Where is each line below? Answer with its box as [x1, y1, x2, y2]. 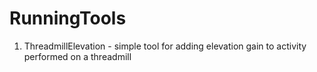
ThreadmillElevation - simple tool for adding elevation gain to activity [23, 40, 307, 52]
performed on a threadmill [23, 50, 132, 62]
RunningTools [9, 7, 127, 30]
